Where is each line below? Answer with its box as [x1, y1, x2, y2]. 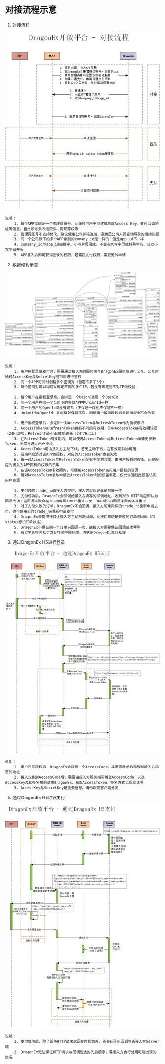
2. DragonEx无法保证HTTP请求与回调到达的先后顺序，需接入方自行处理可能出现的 [14, 1049, 157, 1055]
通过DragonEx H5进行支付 [12, 795, 65, 800]
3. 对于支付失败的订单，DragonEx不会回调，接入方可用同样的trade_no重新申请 [14, 503, 155, 509]
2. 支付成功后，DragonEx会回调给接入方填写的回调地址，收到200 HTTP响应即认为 [14, 493, 158, 498]
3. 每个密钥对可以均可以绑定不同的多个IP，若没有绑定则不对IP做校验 [14, 384, 136, 389]
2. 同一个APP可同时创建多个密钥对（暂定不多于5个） [14, 379, 107, 384]
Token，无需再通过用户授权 [5, 441, 53, 446]
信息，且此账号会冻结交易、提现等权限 [12, 227, 79, 232]
